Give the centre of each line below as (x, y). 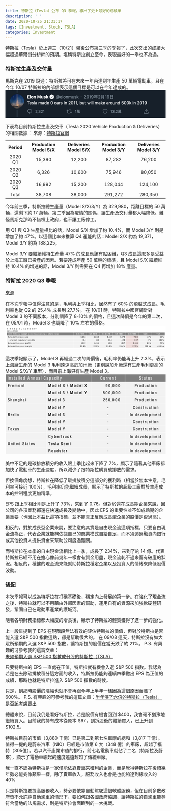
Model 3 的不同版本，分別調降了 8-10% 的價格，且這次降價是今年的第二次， (85, 316)
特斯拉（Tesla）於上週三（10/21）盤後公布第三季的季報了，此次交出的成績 (83, 48)
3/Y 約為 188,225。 (40, 242)
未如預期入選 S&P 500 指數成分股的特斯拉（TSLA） (59, 656)
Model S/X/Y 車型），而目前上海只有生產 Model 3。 (59, 371)
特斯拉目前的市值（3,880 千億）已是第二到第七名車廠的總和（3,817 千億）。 (84, 738)
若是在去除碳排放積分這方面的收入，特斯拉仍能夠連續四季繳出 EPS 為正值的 (84, 673)
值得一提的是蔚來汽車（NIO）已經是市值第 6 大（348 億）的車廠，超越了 (81, 744)
